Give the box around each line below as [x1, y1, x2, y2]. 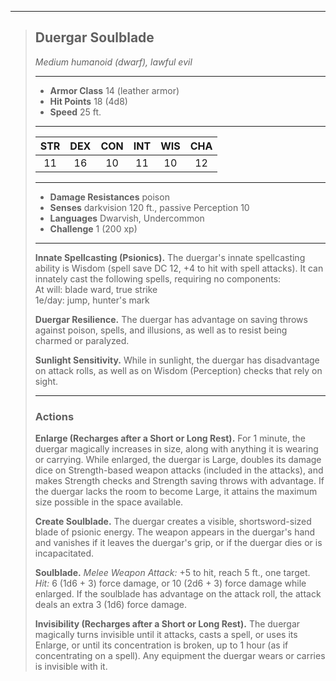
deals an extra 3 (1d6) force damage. [34, 599, 188, 611]
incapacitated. [34, 547, 95, 560]
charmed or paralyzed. [34, 334, 130, 346]
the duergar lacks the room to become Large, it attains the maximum [34, 486, 318, 498]
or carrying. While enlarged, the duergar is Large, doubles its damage [34, 454, 322, 466]
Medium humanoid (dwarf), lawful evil [34, 56, 193, 68]
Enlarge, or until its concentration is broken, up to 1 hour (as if [34, 639, 289, 651]
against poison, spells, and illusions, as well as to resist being [34, 324, 288, 336]
